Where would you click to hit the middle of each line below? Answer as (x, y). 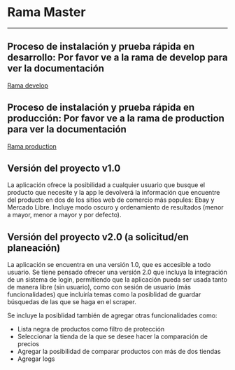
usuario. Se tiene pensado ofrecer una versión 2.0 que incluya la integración (117, 272)
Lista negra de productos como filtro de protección (91, 329)
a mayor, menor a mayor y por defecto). (64, 215)
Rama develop (28, 85)
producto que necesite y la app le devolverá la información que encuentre (114, 193)
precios (28, 344)
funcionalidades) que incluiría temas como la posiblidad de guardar (104, 294)
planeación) (34, 248)
